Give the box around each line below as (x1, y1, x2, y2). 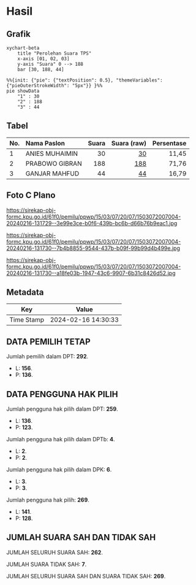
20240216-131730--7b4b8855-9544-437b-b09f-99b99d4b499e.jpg (6, 244, 181, 252)
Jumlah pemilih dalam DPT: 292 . (6, 353, 89, 360)
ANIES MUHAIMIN (25, 149, 78, 158)
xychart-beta (6, 45, 40, 51)
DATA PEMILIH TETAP (6, 336, 91, 347)
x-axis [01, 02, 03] (17, 56, 70, 62)
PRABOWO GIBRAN (25, 159, 82, 168)
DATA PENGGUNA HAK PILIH (6, 389, 118, 400)
